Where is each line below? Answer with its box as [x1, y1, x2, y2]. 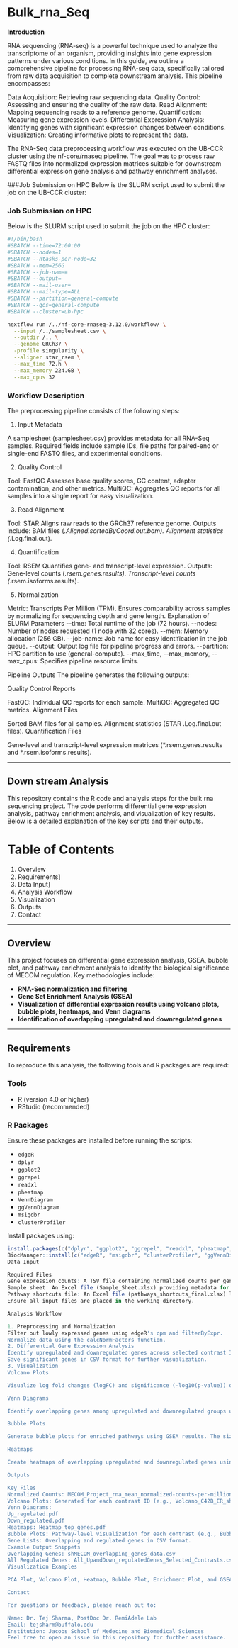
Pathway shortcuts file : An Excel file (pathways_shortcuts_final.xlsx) [7, 1291, 227, 1298]
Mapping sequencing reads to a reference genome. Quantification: [7, 108, 202, 116]
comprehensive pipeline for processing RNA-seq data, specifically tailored [7, 64, 225, 72]
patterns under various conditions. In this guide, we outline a [7, 56, 184, 65]
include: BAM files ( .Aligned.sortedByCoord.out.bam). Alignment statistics [7, 526, 224, 535]
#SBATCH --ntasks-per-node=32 [7, 255, 97, 262]
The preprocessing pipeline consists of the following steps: [7, 406, 180, 415]
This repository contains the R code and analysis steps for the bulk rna [7, 794, 214, 802]
